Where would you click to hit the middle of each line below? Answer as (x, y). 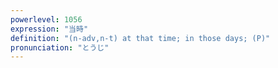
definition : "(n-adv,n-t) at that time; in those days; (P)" (140, 38)
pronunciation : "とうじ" (60, 47)
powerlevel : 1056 (46, 19)
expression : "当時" (49, 29)
